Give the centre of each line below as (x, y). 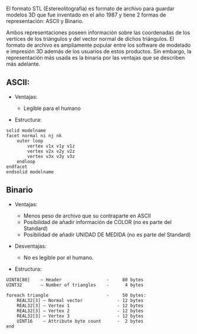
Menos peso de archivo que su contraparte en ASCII (87, 216)
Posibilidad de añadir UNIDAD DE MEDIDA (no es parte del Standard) (107, 234)
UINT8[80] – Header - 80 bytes (75, 280)
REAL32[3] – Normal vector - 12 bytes (80, 300)
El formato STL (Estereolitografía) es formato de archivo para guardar (91, 9)
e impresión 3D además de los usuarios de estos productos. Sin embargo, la (99, 51)
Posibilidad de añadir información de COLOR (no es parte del (98, 222)
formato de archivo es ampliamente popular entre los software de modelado (98, 45)
